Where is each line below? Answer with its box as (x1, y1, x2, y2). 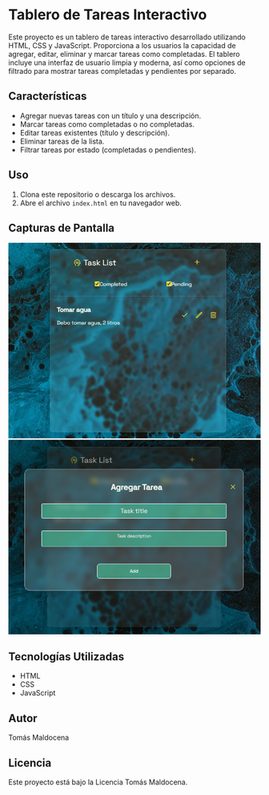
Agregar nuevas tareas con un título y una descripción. (19, 111, 202, 120)
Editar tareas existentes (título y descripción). (19, 128, 171, 137)
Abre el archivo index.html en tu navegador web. (19, 198, 183, 208)
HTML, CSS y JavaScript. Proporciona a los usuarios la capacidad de (8, 40, 236, 50)
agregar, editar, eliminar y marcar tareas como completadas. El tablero (8, 49, 240, 59)
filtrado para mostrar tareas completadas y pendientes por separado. (8, 66, 237, 75)
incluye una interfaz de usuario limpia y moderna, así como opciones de (8, 58, 246, 67)
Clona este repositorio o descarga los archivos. (19, 189, 176, 199)
